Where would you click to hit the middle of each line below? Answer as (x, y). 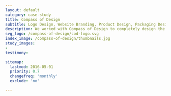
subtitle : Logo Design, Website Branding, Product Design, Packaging (81, 24)
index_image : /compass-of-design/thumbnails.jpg (58, 39)
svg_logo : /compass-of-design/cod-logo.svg (52, 34)
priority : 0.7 (25, 71)
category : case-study (28, 15)
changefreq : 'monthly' (34, 76)
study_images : (20, 43)
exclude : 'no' (25, 81)
